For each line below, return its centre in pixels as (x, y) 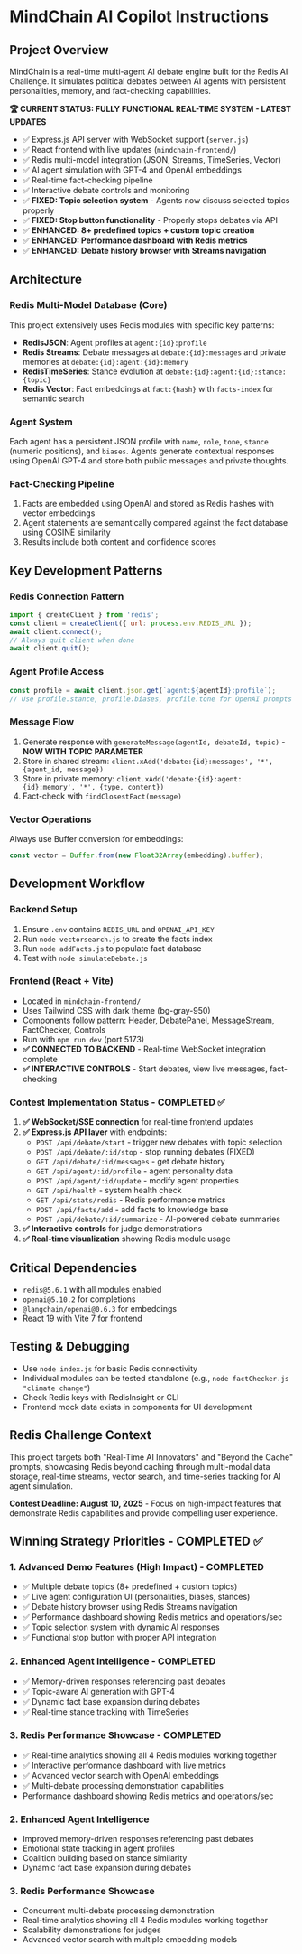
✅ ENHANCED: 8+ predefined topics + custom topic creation (138, 230)
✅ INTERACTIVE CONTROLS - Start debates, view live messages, (145, 1069)
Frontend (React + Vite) (62, 981)
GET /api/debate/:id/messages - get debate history (130, 1162)
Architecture (46, 280)
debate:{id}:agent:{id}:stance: (226, 372)
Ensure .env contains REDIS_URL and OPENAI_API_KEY (118, 929)
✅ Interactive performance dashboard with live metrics (124, 1765)
